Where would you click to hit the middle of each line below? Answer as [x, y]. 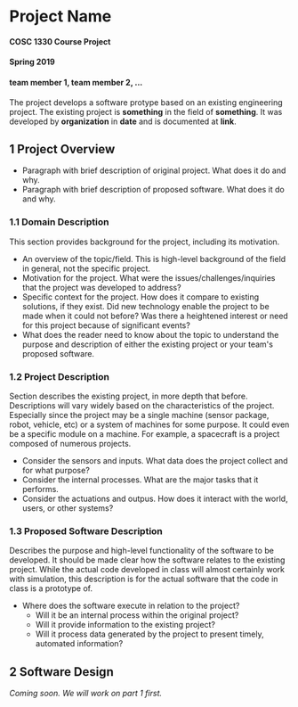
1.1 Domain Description [59, 222]
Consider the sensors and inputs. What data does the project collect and [155, 460]
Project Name [60, 16]
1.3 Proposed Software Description [86, 530]
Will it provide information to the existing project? [125, 625]
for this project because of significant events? [106, 325]
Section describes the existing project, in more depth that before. [129, 396]
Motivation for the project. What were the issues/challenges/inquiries [149, 277]
